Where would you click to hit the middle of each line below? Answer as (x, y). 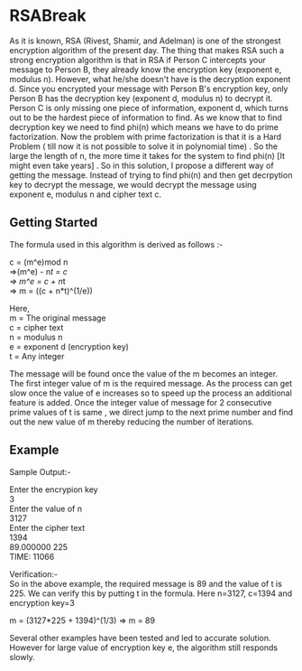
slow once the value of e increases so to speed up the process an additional (151, 393)
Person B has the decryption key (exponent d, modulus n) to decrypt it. (141, 98)
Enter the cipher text (47, 527)
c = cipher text (37, 327)
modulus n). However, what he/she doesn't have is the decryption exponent (150, 79)
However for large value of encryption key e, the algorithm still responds (143, 648)
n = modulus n (36, 337)
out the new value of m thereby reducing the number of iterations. (132, 422)
